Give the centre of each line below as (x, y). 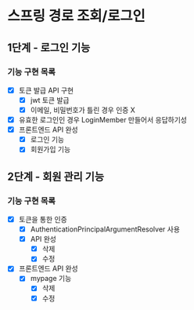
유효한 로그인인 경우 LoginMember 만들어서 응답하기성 (102, 120)
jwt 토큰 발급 (50, 100)
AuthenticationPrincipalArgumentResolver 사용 (105, 229)
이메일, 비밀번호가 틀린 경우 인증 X (83, 110)
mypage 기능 (51, 279)
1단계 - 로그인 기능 (49, 47)
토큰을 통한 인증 (43, 219)
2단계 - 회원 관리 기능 (56, 176)
